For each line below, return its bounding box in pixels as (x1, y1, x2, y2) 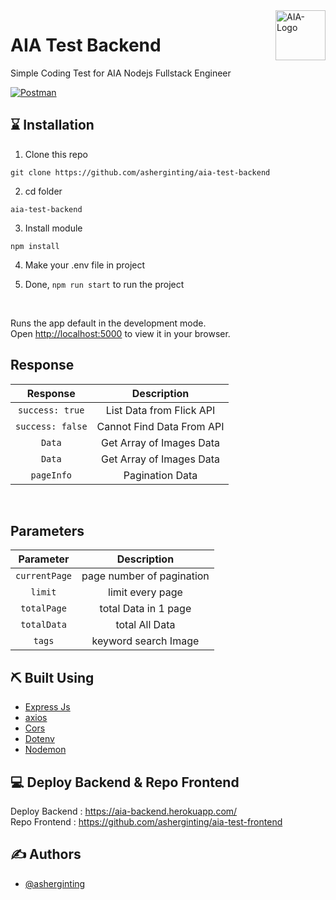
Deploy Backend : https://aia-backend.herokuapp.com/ (10, 805, 238, 817)
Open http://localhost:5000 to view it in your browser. (10, 327, 231, 339)
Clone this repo (24, 148, 88, 160)
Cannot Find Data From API (96, 419, 225, 433)
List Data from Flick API (105, 403, 216, 417)
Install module (24, 222, 83, 234)
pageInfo (30, 469, 73, 481)
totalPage (20, 603, 67, 614)
